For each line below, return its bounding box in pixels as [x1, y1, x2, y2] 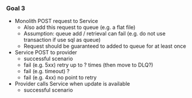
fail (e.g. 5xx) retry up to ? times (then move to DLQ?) [23, 61, 153, 68]
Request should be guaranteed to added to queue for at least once [23, 43, 187, 50]
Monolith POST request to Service [14, 18, 98, 25]
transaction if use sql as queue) [23, 37, 101, 44]
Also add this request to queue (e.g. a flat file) [23, 24, 136, 31]
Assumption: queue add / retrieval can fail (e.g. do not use [23, 30, 166, 37]
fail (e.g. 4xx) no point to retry [23, 74, 97, 81]
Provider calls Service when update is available [14, 80, 130, 87]
